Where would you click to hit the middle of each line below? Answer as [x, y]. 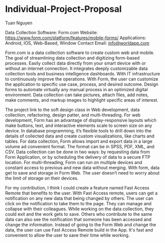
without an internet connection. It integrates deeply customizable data [77, 68]
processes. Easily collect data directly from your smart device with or [76, 63]
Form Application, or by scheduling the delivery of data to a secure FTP [78, 157]
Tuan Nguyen [19, 23]
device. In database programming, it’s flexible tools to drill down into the [78, 130]
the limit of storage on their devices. [42, 178]
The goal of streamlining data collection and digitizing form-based [72, 58]
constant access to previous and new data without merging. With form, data [82, 168]
